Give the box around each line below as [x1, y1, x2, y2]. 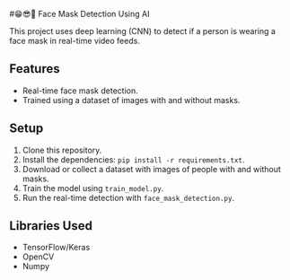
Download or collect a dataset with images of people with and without [22, 163, 281, 174]
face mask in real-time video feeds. [9, 36, 141, 46]
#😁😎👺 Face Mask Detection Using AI [9, 9, 150, 19]
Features [9, 61, 60, 76]
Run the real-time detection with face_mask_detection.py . [22, 192, 235, 203]
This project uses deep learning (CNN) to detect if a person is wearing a [9, 26, 277, 36]
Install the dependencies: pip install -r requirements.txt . [22, 153, 245, 165]
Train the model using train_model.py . [22, 182, 164, 193]
